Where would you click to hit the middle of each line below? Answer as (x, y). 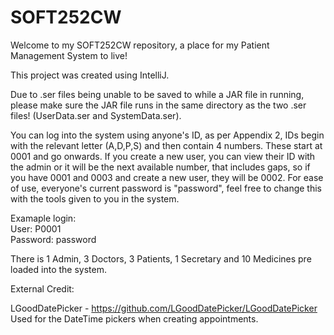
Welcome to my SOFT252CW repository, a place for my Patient (140, 45)
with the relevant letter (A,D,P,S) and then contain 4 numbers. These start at (166, 145)
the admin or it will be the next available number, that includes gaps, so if (160, 167)
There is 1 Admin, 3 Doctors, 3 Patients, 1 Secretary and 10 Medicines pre (161, 258)
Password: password (53, 239)
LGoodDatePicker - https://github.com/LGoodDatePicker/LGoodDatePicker (164, 308)
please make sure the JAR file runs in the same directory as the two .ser (158, 105)
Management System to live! (69, 55)
